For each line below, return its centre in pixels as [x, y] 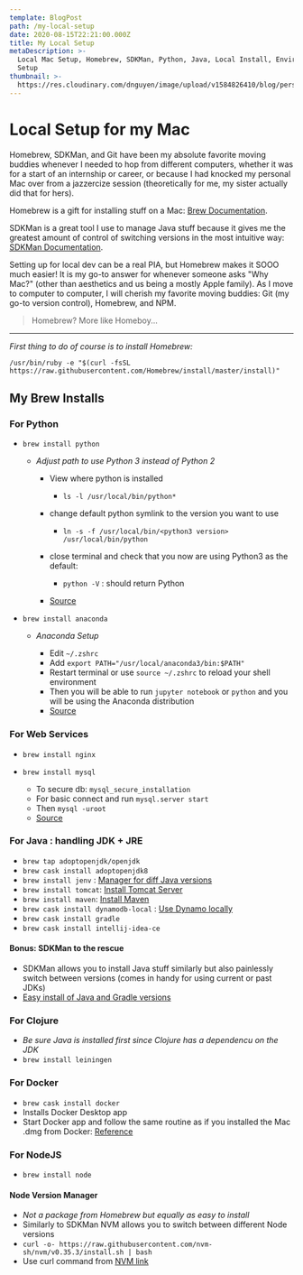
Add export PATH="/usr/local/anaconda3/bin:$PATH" [147, 663]
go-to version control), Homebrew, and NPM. [93, 302]
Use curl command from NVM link [85, 1261]
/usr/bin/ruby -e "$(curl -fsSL [70, 363]
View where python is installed [106, 478]
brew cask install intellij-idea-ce [91, 929]
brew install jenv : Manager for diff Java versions [117, 880]
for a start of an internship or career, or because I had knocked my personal [150, 173]
